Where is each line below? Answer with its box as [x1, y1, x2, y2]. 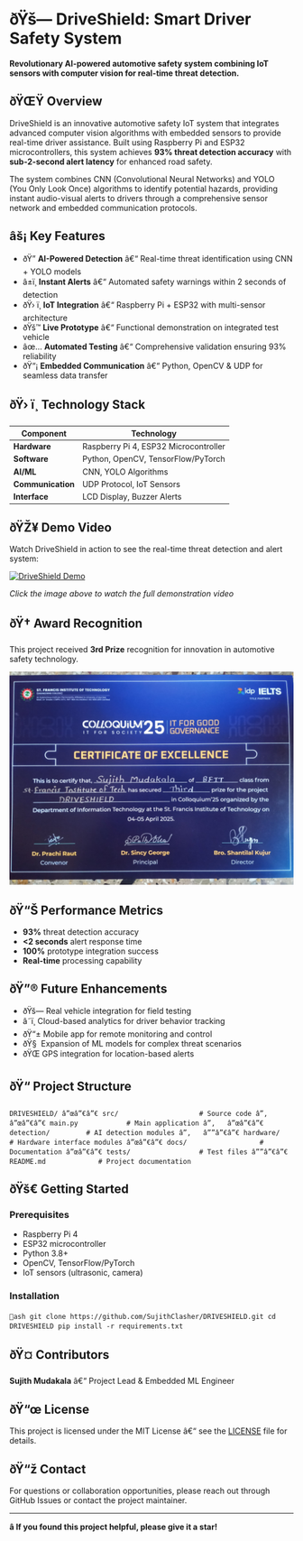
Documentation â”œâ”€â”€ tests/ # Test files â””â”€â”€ [9, 1147, 289, 1157]
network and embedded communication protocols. [9, 202, 198, 213]
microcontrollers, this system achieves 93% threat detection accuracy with [9, 146, 292, 157]
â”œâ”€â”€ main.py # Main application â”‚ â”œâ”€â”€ [9, 1119, 264, 1128]
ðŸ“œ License [9, 1401, 90, 1416]
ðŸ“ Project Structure [9, 1079, 133, 1094]
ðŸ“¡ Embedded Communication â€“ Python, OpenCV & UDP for [22, 360, 263, 371]
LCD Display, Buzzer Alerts [82, 492, 182, 503]
